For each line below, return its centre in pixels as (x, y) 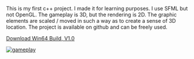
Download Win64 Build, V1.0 (41, 38)
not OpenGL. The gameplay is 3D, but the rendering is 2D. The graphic (91, 15)
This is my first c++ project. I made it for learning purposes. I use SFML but (97, 8)
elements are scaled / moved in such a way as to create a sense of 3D (91, 21)
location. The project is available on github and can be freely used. (87, 27)
